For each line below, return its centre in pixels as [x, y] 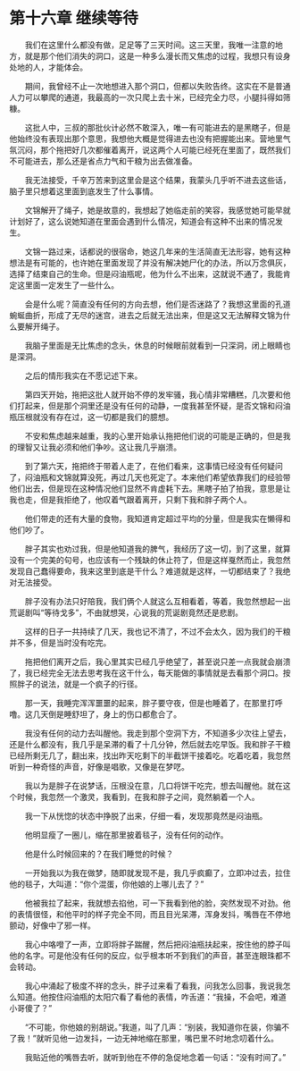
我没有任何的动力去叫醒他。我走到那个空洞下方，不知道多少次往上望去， [158, 733]
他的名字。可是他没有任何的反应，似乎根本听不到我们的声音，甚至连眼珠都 [146, 955]
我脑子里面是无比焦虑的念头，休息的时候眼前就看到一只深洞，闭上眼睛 [154, 345]
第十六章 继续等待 [74, 18]
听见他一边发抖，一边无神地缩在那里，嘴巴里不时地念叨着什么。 [162, 1038]
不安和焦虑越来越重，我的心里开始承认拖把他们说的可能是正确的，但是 [154, 435]
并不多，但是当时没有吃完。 [60, 642]
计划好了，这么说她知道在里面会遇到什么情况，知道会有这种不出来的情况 [142, 221]
